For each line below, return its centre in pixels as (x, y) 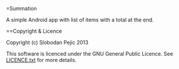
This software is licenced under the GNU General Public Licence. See (90, 54)
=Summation (21, 8)
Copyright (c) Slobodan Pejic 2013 (47, 42)
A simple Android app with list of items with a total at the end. (80, 20)
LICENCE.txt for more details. (42, 60)
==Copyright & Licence (34, 31)
